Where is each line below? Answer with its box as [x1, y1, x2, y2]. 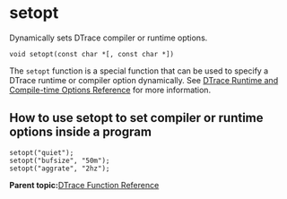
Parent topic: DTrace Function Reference [9, 179, 160, 190]
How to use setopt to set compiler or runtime [9, 110, 264, 125]
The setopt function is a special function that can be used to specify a [9, 65, 269, 76]
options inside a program [9, 125, 152, 140]
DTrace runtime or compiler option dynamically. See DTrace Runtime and [9, 74, 279, 85]
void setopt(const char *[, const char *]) [9, 49, 175, 58]
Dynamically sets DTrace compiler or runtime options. [9, 32, 208, 43]
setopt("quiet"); [9, 148, 74, 157]
